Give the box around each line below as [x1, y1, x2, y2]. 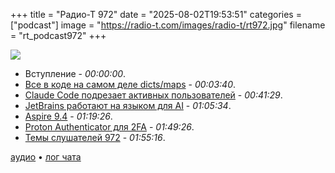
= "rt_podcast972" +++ [10, 30, 107, 41]
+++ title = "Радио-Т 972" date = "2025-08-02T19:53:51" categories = [10, 9, 302, 20]
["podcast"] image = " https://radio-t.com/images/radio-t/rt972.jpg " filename [10, 19, 326, 31]
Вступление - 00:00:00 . [24, 68, 127, 79]
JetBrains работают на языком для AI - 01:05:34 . [24, 100, 232, 111]
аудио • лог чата [10, 151, 82, 163]
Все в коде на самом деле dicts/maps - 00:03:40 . [24, 79, 237, 90]
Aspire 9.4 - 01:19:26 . [24, 110, 113, 122]
